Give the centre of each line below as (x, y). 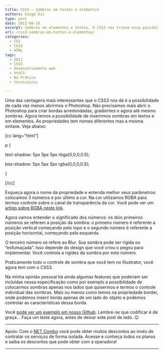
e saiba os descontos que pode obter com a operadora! (61, 341)
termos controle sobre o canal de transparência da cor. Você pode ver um (79, 202)
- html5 (17, 73)
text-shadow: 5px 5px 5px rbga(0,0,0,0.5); (48, 155)
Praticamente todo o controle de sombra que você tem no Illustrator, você (79, 262)
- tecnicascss (24, 82)
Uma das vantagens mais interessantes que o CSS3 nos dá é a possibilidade (82, 100)
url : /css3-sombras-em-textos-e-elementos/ (50, 32)
